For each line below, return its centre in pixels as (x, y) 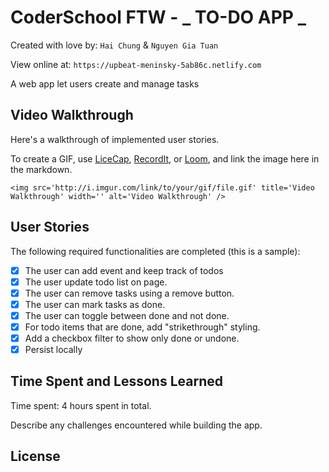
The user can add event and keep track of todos (124, 270)
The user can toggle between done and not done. (127, 315)
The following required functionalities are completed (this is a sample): (155, 251)
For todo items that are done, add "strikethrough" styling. (142, 327)
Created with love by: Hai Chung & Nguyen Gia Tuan (114, 45)
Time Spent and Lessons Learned (116, 381)
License (35, 456)
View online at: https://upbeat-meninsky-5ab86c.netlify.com (136, 64)
